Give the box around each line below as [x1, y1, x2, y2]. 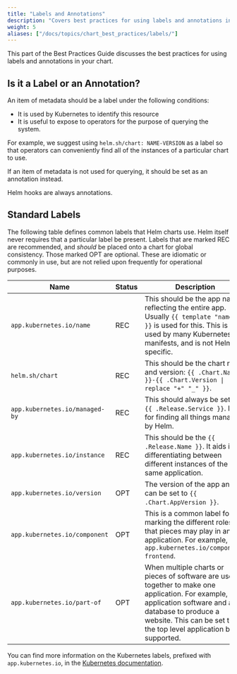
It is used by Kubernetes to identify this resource [17, 110, 159, 119]
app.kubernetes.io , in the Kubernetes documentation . [7, 658, 164, 667]
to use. [7, 153, 28, 162]
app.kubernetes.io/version [11, 489, 102, 497]
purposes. [7, 265, 37, 273]
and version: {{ [144, 367, 195, 377]
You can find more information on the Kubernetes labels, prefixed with [7, 651, 212, 659]
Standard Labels [7, 209, 81, 221]
